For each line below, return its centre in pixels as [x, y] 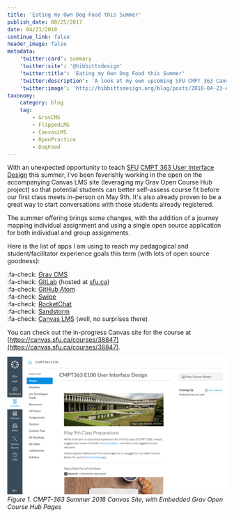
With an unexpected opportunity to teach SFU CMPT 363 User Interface [111, 168]
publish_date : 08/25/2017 [45, 22]
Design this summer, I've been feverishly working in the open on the [105, 175]
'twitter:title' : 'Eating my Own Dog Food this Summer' [103, 73]
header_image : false [37, 44]
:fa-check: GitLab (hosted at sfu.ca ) [58, 282]
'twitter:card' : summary [56, 59]
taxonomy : [22, 95]
